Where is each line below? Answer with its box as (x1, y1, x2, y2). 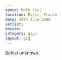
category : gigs (5, 31, 37, 36)
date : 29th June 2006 (5, 17, 51, 22)
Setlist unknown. (5, 49, 40, 56)
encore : (5, 26, 22, 32)
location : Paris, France (5, 12, 57, 17)
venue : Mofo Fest (5, 7, 42, 13)
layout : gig (5, 36, 30, 41)
